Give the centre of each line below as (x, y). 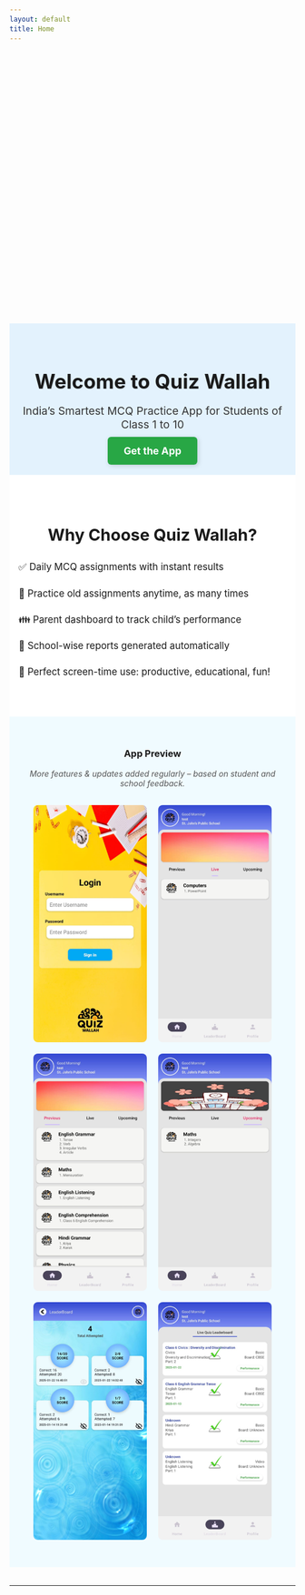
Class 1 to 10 (152, 424)
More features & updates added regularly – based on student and (152, 773)
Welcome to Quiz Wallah (152, 381)
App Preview (152, 753)
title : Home (32, 29)
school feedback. (152, 783)
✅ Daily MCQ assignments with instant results (121, 567)
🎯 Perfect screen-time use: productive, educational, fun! (144, 672)
